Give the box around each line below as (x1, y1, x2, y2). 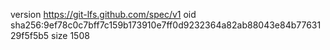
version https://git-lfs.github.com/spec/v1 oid (10, 9, 197, 20)
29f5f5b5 (10, 30, 50, 41)
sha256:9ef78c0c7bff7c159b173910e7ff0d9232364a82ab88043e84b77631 (10, 19, 322, 31)
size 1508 (51, 30, 90, 41)
